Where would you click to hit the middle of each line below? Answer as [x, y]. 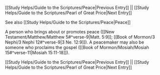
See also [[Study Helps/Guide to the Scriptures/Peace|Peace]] [68, 22]
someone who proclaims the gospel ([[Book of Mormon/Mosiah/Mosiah [77, 47]
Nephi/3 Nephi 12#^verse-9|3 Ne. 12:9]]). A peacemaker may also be [75, 42]
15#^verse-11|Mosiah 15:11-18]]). [37, 52]
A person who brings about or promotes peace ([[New [60, 32]
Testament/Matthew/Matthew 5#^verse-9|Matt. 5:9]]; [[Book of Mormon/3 [80, 37]
